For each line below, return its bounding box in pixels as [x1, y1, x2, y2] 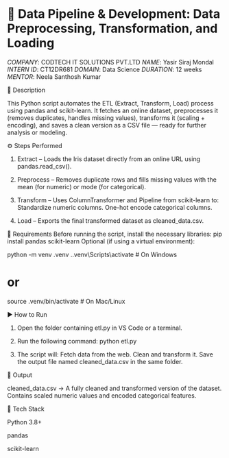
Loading [7, 36, 55, 51]
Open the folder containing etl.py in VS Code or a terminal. [16, 324, 183, 332]
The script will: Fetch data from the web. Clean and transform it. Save [16, 350, 214, 359]
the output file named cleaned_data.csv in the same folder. [16, 357, 183, 365]
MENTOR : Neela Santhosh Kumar [7, 72, 101, 81]
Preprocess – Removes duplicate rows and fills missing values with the [16, 175, 217, 184]
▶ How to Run [7, 310, 48, 318]
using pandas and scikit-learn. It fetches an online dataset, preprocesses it [7, 106, 218, 114]
